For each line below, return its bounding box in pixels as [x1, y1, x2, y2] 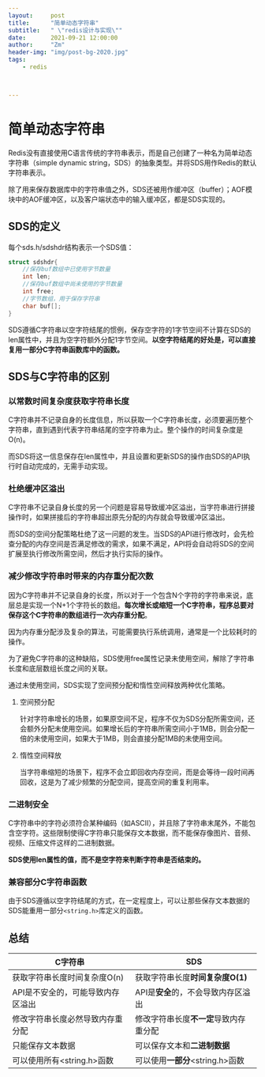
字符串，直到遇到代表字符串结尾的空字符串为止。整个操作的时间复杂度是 [8, 425, 243, 435]
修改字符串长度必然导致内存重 [12, 1014, 124, 1025]
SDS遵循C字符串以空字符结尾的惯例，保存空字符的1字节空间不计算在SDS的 [8, 325, 252, 334]
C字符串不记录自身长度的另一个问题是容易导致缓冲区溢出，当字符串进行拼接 [8, 503, 256, 512]
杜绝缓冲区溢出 [8, 483, 65, 494]
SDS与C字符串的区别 [8, 369, 110, 384]
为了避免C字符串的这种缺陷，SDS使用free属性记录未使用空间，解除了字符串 [8, 653, 255, 663]
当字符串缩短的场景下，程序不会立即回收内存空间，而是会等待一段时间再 [19, 767, 255, 777]
